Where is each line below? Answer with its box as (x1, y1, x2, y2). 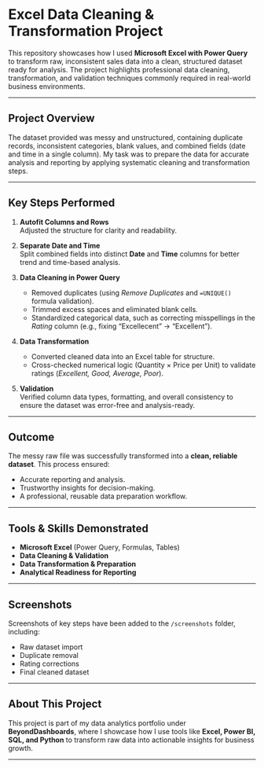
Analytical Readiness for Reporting (19, 568, 137, 577)
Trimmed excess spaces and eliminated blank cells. (31, 304, 198, 314)
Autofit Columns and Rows (19, 217, 109, 226)
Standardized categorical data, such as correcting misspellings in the (31, 313, 255, 322)
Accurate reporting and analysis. (19, 475, 126, 484)
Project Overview (8, 112, 95, 125)
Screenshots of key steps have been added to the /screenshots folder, (8, 619, 236, 628)
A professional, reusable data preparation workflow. (19, 491, 188, 501)
